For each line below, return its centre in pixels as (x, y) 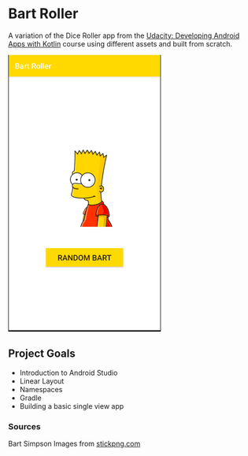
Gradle (30, 398)
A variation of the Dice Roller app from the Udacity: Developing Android (124, 35)
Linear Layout (42, 381)
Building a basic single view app (72, 406)
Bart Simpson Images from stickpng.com (74, 444)
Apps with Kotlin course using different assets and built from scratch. (120, 43)
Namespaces (41, 389)
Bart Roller (43, 14)
